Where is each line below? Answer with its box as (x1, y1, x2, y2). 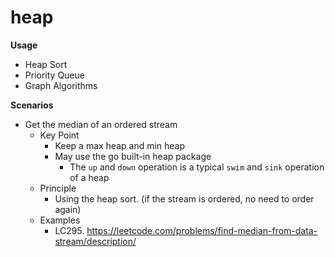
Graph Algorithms (24, 79, 98, 91)
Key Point (39, 129, 80, 141)
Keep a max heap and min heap (54, 139, 186, 151)
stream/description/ (54, 235, 137, 247)
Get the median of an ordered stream (24, 118, 178, 130)
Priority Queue (24, 69, 85, 81)
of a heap (69, 171, 110, 183)
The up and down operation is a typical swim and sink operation (69, 161, 325, 173)
